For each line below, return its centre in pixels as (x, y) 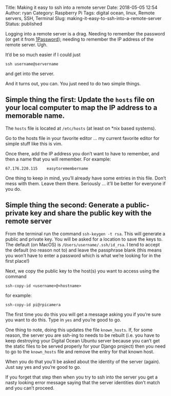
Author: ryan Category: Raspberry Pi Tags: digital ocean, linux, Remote (80, 13)
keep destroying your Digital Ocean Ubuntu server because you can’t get (83, 340)
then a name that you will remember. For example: (58, 159)
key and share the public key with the (91, 213)
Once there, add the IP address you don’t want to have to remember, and (82, 153)
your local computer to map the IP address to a (81, 108)
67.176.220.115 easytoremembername (47, 168)
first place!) (17, 261)
